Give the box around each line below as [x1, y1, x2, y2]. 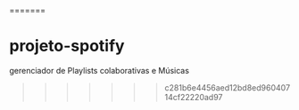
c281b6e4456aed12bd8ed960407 [164, 82, 291, 93]
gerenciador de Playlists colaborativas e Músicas [9, 65, 190, 75]
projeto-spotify [9, 36, 125, 56]
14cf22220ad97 [164, 91, 223, 102]
